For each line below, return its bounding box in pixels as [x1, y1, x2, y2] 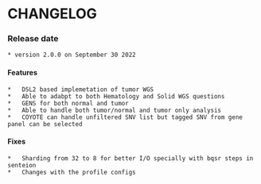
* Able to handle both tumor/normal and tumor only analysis [7, 106, 222, 114]
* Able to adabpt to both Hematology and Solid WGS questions [7, 92, 225, 100]
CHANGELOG [7, 5, 97, 23]
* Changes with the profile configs [7, 168, 136, 176]
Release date [7, 33, 59, 44]
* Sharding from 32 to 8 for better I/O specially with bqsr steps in [7, 154, 254, 163]
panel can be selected [7, 120, 83, 128]
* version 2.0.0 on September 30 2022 [7, 51, 136, 59]
